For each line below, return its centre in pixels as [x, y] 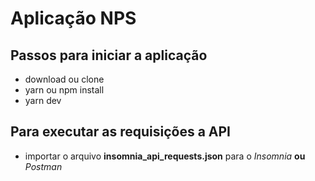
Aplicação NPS [73, 18]
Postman [43, 166]
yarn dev [43, 100]
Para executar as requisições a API [121, 132]
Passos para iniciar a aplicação [109, 55]
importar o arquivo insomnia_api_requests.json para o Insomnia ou [165, 156]
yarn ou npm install [64, 90]
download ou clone [64, 79]
